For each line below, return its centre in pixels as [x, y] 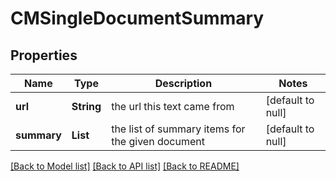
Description [183, 83]
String [86, 106]
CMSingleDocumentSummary [137, 18]
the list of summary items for [178, 129]
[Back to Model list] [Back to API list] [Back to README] [125, 166]
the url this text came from [173, 106]
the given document [158, 141]
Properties [44, 55]
